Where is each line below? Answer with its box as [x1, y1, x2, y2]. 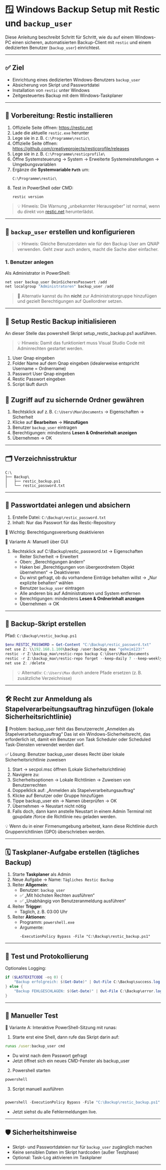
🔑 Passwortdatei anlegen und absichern [5, 501, 131, 509]
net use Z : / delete [5, 661, 45, 666]
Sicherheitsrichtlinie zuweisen [5, 756, 66, 762]
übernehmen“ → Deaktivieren [19, 569, 80, 575]
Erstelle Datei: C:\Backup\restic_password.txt [12, 514, 106, 520]
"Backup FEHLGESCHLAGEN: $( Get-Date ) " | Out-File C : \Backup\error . [14, 989, 156, 994]
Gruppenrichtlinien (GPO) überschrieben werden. [5, 829, 105, 835]
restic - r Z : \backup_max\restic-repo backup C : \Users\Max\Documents [5, 652, 149, 657]
